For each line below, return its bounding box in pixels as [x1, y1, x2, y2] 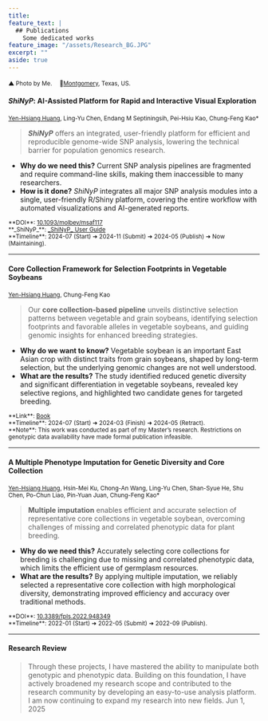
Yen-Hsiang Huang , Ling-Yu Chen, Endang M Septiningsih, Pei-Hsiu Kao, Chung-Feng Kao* [8, 115, 259, 123]
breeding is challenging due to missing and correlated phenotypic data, [19, 554, 255, 564]
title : [8, 11, 30, 20]
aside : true [8, 57, 48, 65]
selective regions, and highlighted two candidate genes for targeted [19, 388, 243, 398]
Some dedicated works [22, 33, 94, 42]
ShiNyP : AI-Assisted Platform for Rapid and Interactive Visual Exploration [8, 97, 257, 106]
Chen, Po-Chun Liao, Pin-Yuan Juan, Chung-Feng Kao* [8, 491, 160, 499]
